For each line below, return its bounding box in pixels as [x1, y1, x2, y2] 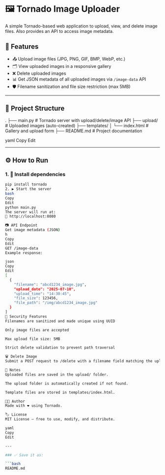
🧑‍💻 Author [5, 399, 26, 404]
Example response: [5, 250, 43, 255]
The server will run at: [5, 209, 56, 214]
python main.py [5, 205, 36, 210]
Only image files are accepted [5, 327, 69, 332]
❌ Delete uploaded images [12, 70, 66, 76]
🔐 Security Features [5, 314, 48, 319]
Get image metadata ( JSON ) [5, 228, 60, 233]
